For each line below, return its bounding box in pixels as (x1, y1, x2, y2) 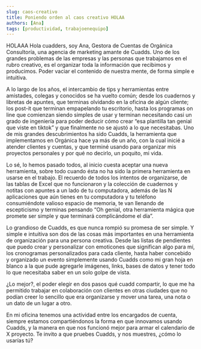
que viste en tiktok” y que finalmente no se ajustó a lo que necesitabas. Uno (6, 124, 194, 131)
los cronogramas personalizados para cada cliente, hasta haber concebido (6, 250, 191, 257)
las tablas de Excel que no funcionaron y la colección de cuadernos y (6, 181, 178, 188)
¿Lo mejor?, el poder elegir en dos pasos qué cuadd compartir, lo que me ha (6, 280, 195, 288)
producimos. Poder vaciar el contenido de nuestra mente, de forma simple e (6, 67, 195, 75)
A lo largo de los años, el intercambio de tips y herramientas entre (6, 85, 169, 93)
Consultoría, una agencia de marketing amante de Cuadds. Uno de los (6, 49, 180, 56)
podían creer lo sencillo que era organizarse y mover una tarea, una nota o (6, 293, 191, 301)
